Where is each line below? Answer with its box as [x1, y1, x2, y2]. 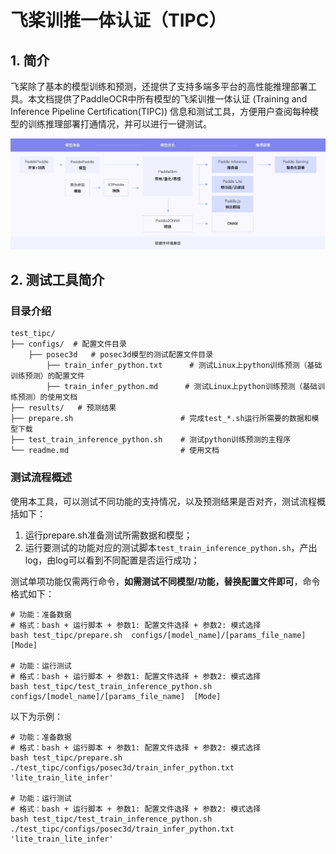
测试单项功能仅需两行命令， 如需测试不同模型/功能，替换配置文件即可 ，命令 [10, 575, 321, 587]
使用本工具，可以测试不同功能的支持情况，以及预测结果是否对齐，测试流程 [10, 495, 317, 507]
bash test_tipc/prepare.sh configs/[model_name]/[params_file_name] [10, 630, 307, 640]
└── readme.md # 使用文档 [10, 446, 220, 456]
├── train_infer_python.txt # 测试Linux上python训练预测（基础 [46, 361, 323, 371]
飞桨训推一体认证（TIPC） [10, 9, 227, 32]
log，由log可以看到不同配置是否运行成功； [24, 554, 200, 566]
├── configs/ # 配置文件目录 [10, 339, 127, 350]
